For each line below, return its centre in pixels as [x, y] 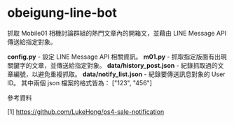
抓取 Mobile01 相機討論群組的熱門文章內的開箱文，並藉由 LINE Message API [117, 33]
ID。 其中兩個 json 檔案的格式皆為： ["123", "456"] [80, 82]
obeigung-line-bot [62, 13]
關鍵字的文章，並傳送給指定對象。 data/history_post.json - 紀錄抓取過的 [113, 65]
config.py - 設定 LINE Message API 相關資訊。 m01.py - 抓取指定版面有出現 [117, 57]
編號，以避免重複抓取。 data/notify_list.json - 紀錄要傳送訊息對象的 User [119, 74]
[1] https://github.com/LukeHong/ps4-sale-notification [86, 111]
